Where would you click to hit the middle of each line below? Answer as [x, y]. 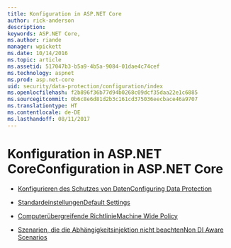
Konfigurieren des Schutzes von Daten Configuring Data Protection [115, 189]
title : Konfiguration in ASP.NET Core [64, 14]
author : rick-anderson [41, 20]
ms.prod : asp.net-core [41, 79]
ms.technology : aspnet [41, 73]
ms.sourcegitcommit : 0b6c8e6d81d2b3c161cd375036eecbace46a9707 [103, 100]
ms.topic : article [34, 60]
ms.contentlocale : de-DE [44, 112]
